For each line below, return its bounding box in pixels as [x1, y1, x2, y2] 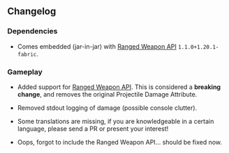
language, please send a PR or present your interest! [17, 124, 169, 133]
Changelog [7, 6, 57, 17]
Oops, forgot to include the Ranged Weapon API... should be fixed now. [17, 138, 222, 146]
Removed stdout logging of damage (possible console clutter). [17, 104, 198, 112]
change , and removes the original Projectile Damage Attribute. [17, 90, 198, 98]
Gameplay [7, 67, 43, 76]
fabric [17, 51, 37, 58]
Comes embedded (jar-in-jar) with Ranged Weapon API [17, 42, 177, 51]
